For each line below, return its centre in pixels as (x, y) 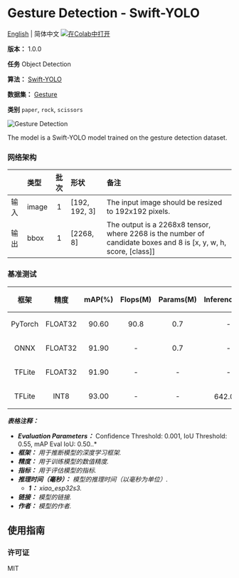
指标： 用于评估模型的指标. (57, 470)
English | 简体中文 (33, 33)
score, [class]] (131, 252)
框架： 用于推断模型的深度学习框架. (69, 452)
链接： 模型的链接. (44, 497)
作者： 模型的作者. (44, 506)
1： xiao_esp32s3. (55, 488)
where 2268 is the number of (155, 234)
